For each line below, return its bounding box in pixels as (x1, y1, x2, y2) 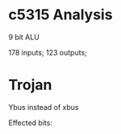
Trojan (8, 76, 52, 94)
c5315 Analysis (8, 6, 113, 24)
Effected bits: (8, 118, 52, 128)
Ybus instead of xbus (8, 102, 79, 112)
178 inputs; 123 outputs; (8, 47, 87, 57)
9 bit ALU (8, 32, 40, 42)
